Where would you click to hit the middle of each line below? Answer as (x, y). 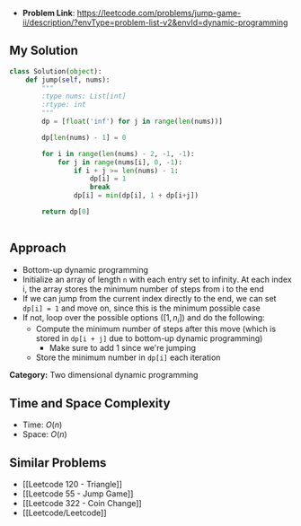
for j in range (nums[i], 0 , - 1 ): (120, 162)
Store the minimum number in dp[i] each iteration (128, 357)
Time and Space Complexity (90, 403)
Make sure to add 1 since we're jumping (122, 348)
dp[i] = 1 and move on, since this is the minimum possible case (141, 308)
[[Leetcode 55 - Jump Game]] (78, 494)
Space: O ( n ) (44, 434)
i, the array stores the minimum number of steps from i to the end (143, 289)
